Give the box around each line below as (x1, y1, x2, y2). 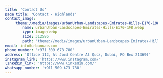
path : (22, 39, 34, 44)
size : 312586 (22, 34, 49, 39)
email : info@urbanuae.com (5, 43, 57, 48)
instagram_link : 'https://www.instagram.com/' (5, 57, 101, 62)
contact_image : (5, 16, 36, 21)
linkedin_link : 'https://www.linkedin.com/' (5, 61, 97, 66)
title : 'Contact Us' (5, 7, 47, 12)
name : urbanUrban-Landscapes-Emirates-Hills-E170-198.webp (22, 25, 145, 30)
